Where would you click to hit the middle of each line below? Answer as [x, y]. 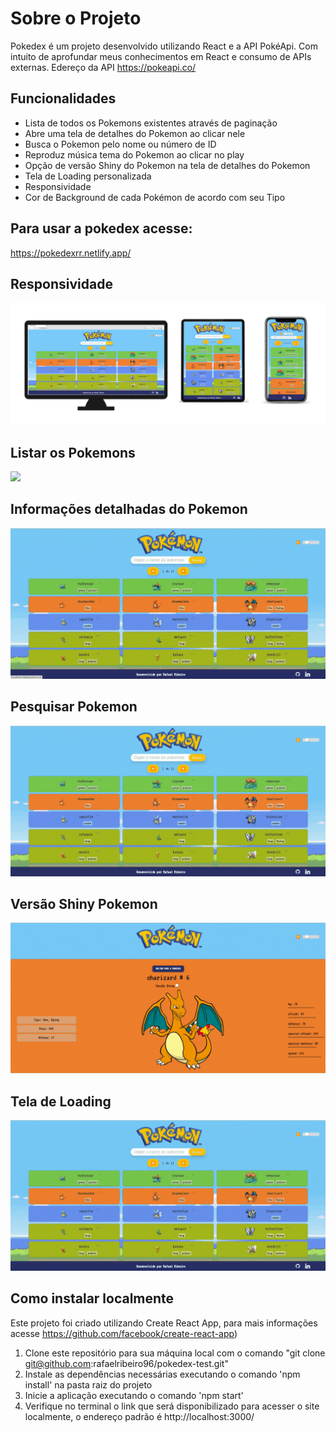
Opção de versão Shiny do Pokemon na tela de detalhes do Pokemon [167, 165]
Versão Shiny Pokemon [84, 903]
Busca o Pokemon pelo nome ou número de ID [120, 144]
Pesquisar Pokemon [74, 707]
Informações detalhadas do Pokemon [129, 509]
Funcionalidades [63, 98]
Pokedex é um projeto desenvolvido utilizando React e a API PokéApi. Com [164, 46]
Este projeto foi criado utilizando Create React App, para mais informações [164, 1323]
